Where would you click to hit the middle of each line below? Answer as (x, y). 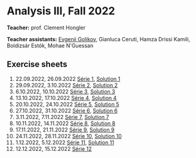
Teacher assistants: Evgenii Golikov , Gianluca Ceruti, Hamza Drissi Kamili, (99, 39)
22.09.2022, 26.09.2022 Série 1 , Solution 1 (68, 78)
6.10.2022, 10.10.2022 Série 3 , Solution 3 (65, 92)
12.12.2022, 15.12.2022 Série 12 (53, 148)
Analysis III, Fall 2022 (61, 11)
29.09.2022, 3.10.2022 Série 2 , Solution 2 (67, 85)
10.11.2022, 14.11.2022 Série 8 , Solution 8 (65, 123)
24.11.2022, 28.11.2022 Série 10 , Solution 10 (68, 136)
